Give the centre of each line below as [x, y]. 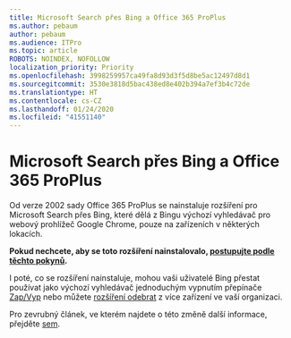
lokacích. [26, 234]
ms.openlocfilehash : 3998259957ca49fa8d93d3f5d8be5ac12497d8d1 [130, 76]
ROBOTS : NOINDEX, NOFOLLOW [60, 59]
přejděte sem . [35, 324]
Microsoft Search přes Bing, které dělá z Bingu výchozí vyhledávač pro [140, 215]
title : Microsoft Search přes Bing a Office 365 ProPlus [118, 17]
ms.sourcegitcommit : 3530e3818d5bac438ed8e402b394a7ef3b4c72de [130, 84]
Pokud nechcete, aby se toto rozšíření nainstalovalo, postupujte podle [142, 251]
